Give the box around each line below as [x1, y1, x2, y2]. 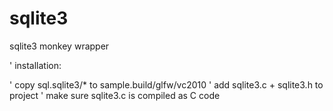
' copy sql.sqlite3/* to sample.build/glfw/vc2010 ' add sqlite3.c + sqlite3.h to [9, 78, 324, 91]
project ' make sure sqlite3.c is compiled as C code [9, 89, 221, 101]
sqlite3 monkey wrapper [9, 40, 110, 52]
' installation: [9, 59, 62, 71]
